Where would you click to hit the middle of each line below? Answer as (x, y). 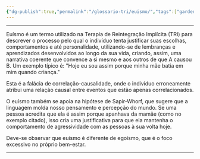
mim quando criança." (33, 72)
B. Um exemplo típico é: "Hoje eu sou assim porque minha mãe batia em (95, 65)
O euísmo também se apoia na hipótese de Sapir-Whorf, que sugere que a (97, 101)
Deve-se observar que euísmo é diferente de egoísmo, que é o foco (89, 138)
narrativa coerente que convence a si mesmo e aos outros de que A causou (99, 59)
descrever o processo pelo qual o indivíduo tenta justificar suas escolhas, (96, 40)
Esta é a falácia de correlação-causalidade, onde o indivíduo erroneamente (99, 83)
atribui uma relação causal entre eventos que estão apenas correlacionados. (100, 90)
